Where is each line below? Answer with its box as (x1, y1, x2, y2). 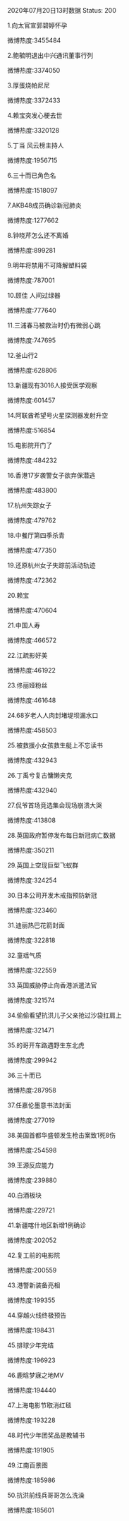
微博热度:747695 (7, 336, 56, 344)
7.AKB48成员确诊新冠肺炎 (7, 201, 82, 210)
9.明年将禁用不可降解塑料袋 (7, 261, 87, 270)
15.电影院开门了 (7, 441, 53, 450)
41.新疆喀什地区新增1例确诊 (7, 1221, 87, 1230)
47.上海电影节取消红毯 (7, 1401, 72, 1409)
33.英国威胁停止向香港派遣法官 (7, 981, 97, 990)
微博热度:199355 (7, 1296, 56, 1304)
